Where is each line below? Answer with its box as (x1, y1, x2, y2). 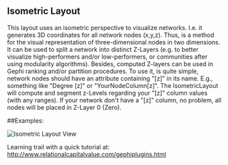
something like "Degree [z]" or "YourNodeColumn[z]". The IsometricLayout (7, 81, 218, 89)
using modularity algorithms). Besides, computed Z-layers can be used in (7, 59, 214, 67)
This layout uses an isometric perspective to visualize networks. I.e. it (7, 23, 203, 31)
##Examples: (7, 116, 44, 125)
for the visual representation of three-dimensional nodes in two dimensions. (7, 37, 220, 46)
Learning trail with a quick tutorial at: (7, 142, 110, 151)
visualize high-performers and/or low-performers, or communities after (7, 52, 208, 61)
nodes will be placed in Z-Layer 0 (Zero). (7, 103, 122, 111)
